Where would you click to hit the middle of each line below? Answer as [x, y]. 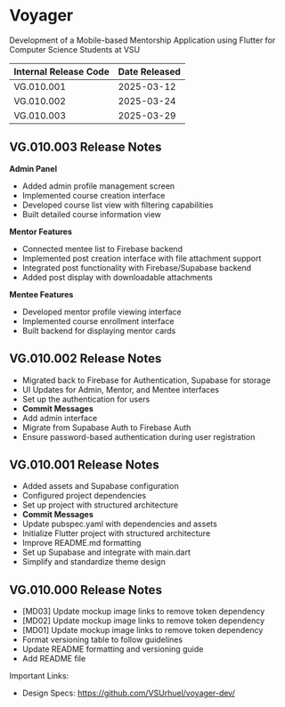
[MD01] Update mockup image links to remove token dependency [142, 630]
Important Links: [39, 676]
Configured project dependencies [84, 496]
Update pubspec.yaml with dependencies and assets [120, 524]
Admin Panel [33, 168]
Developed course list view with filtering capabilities [118, 205]
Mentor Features [41, 232]
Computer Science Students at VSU [75, 49]
